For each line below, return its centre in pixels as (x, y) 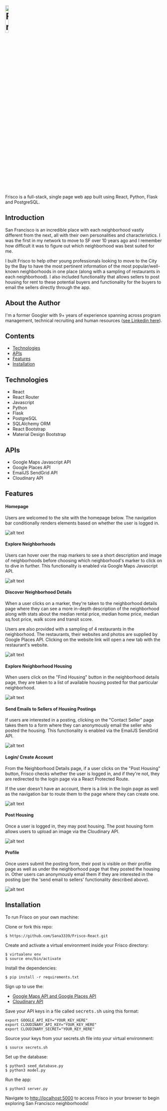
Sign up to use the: (24, 986)
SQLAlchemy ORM (31, 424)
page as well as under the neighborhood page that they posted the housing (83, 869)
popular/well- (147, 266)
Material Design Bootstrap (39, 434)
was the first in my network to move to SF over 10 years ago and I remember (83, 240)
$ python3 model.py (25, 1070)
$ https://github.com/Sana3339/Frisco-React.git (57, 936)
